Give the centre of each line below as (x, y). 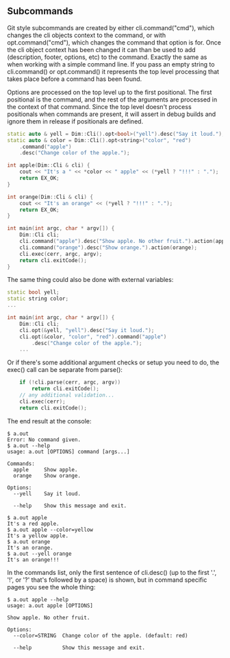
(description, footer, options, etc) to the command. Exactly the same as (107, 57)
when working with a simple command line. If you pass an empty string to (111, 64)
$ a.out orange (29, 541)
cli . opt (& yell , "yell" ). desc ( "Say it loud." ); (87, 330)
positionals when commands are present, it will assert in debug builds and (112, 114)
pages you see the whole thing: (51, 587)
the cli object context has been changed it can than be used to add (102, 49)
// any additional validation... (67, 395)
